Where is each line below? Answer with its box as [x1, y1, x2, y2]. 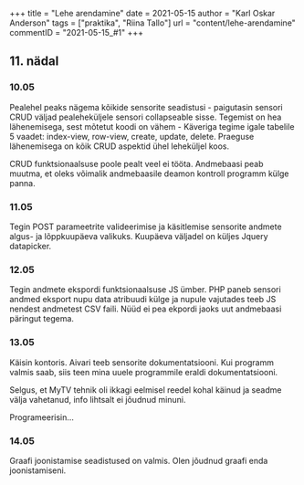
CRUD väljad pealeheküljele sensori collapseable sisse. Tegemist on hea [9, 111, 282, 122]
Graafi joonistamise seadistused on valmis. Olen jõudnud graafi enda [9, 455, 268, 466]
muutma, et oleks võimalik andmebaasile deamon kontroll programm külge [9, 168, 289, 179]
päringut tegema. [9, 313, 75, 324]
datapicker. [9, 240, 52, 251]
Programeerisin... [9, 411, 75, 423]
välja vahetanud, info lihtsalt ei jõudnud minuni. [9, 394, 186, 405]
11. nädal [9, 54, 59, 69]
